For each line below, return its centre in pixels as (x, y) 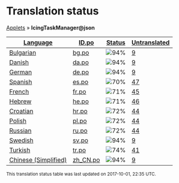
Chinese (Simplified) (38, 160)
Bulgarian (23, 52)
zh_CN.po (86, 160)
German (20, 72)
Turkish (20, 150)
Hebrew (20, 101)
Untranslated (150, 42)
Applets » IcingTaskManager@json (50, 28)
